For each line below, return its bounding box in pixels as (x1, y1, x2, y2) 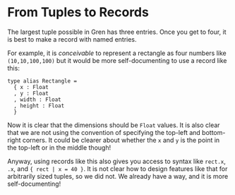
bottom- (202, 128, 226, 136)
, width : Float (13, 96, 61, 103)
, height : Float (13, 102, 65, 110)
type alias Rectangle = (7, 77, 78, 85)
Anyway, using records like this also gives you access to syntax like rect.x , (7, 157, 226, 165)
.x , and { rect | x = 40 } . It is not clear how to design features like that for (7, 164, 228, 173)
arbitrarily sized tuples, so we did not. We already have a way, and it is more (7, 172, 229, 180)
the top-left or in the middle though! (7, 143, 112, 152)
